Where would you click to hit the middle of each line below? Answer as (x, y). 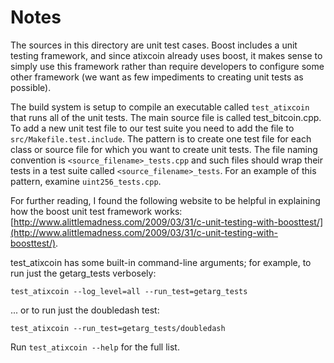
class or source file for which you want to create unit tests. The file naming (164, 149)
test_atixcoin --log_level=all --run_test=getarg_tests (129, 291)
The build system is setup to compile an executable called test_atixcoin (160, 107)
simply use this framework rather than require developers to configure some (167, 66)
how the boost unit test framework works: (96, 211)
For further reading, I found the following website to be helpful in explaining (165, 200)
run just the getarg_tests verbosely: (83, 273)
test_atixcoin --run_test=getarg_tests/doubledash (118, 328)
